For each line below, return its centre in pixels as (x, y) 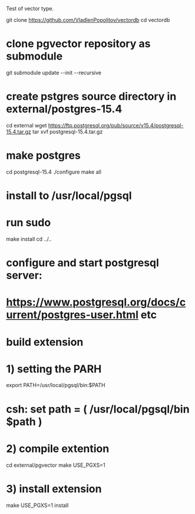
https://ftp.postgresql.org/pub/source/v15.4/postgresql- (116, 125)
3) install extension (54, 489)
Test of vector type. (30, 9)
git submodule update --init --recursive (54, 73)
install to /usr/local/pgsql (69, 196)
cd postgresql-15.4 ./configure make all (54, 172)
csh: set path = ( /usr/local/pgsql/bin (98, 409)
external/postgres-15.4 (64, 109)
